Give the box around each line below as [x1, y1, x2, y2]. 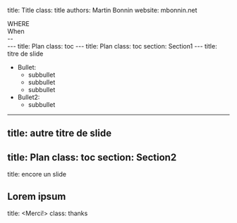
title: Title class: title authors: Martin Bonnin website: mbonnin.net [7, 6, 197, 14]
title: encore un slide [7, 170, 67, 179]
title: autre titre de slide [7, 127, 111, 139]
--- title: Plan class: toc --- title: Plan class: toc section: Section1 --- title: [7, 42, 217, 50]
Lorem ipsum [7, 190, 66, 203]
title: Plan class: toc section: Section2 [7, 151, 177, 163]
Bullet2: [17, 93, 40, 101]
